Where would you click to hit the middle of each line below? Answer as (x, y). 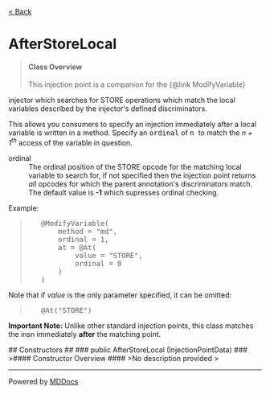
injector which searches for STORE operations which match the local (122, 101)
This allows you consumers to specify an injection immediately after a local (133, 125)
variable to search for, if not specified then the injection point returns (142, 175)
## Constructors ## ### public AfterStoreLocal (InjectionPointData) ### (128, 350)
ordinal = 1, (83, 240)
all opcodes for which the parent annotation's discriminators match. (141, 184)
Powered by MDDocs (43, 382)
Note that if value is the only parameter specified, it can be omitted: (120, 295)
